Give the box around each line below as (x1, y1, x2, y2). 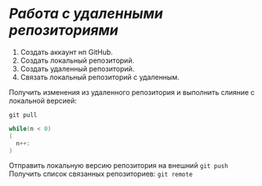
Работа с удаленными (9, 5, 163, 23)
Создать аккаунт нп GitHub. (20, 47, 113, 57)
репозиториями (9, 21, 118, 39)
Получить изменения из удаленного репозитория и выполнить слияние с (9, 87, 255, 97)
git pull (9, 111, 38, 119)
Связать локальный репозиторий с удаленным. (20, 72, 180, 82)
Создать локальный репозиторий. (20, 56, 135, 65)
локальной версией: (9, 96, 78, 105)
